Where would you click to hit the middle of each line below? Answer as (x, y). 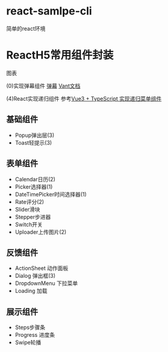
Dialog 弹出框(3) (35, 276)
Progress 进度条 (35, 335)
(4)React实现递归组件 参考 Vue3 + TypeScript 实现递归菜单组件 (84, 98)
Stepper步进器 (33, 217)
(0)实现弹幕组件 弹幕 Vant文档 (43, 86)
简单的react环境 (26, 28)
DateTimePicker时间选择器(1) (51, 194)
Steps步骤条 (30, 327)
